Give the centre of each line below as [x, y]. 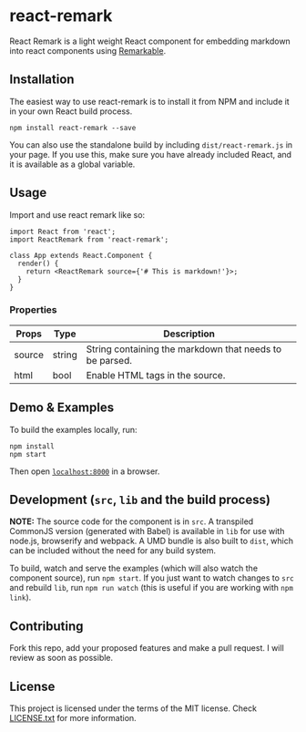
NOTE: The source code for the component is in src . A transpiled [132, 521]
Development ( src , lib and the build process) [140, 500]
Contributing [46, 626]
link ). [20, 597]
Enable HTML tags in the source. [156, 375]
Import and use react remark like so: [77, 214]
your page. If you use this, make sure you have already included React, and [151, 154]
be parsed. [109, 360]
